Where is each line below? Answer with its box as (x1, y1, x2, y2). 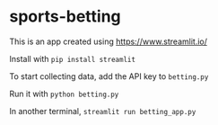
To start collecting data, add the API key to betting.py (9, 70, 209, 82)
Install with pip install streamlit (9, 53, 136, 64)
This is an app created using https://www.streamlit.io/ (9, 36, 208, 47)
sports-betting (9, 6, 121, 27)
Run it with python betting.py (9, 88, 119, 99)
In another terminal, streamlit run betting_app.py (9, 105, 196, 116)
